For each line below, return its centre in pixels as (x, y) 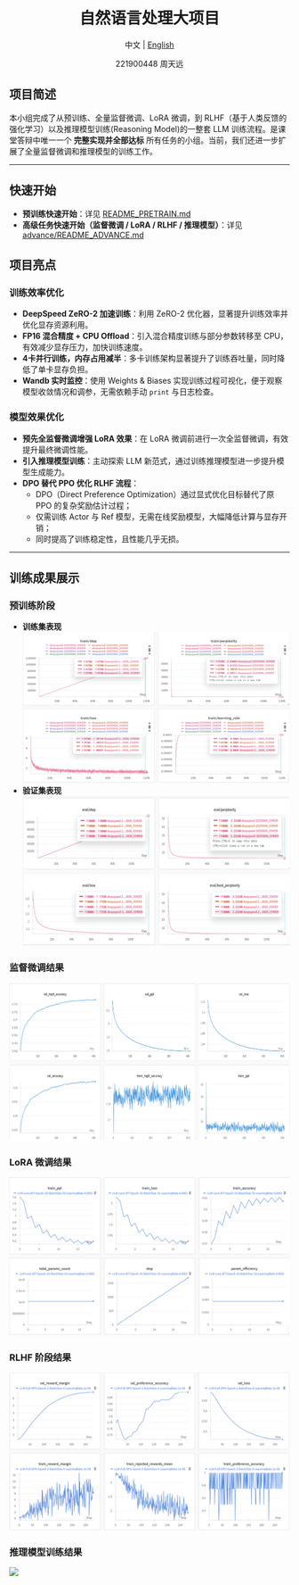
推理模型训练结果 (46, 1552)
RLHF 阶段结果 (40, 1357)
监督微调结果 (37, 967)
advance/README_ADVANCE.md (83, 235)
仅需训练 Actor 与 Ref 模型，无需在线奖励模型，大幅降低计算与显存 (158, 516)
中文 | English (149, 45)
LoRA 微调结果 (40, 1162)
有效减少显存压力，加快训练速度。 (85, 347)
